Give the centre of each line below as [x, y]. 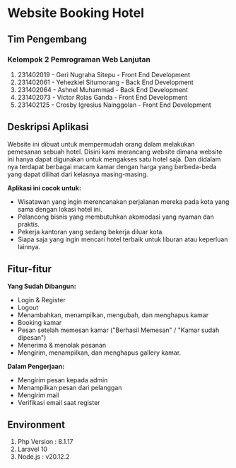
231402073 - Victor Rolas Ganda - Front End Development [102, 97]
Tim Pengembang [47, 39]
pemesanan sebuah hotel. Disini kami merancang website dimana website [115, 152]
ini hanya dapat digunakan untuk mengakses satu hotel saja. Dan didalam [114, 159]
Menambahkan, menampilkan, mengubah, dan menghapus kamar [113, 315]
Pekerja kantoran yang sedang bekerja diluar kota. [91, 232]
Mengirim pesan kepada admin [63, 379]
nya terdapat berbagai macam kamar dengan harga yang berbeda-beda [112, 166]
